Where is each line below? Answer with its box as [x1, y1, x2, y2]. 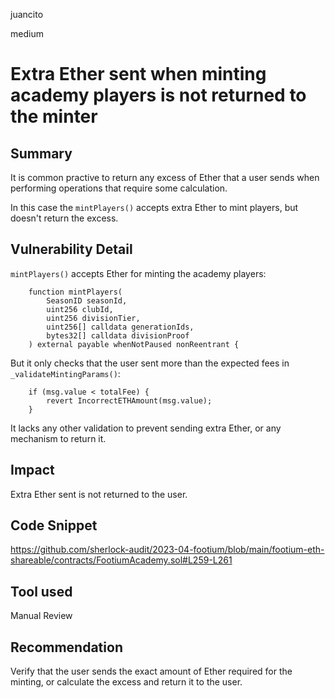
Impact [10, 462, 55, 479]
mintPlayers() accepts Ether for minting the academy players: [10, 267, 267, 279]
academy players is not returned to [10, 84, 307, 107]
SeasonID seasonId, [46, 295, 128, 306]
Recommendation [10, 639, 123, 656]
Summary [10, 145, 73, 162]
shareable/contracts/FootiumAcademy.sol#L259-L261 [10, 554, 233, 566]
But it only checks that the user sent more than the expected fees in [10, 357, 290, 369]
